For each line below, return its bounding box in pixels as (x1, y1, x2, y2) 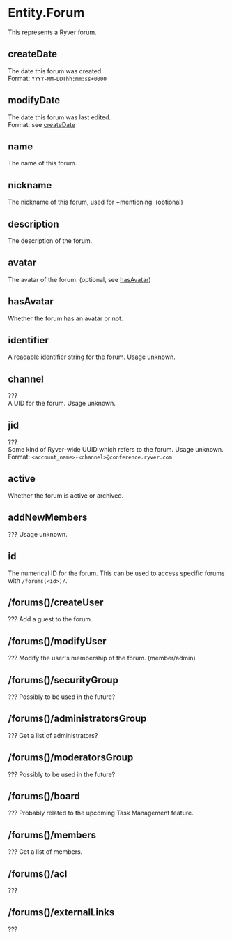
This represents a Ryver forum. (8, 28, 97, 36)
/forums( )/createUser (8, 596, 104, 608)
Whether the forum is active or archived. (8, 491, 124, 500)
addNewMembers (8, 512, 88, 524)
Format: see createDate (8, 120, 76, 128)
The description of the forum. (8, 237, 93, 245)
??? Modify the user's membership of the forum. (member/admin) (8, 654, 196, 663)
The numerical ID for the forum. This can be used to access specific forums (8, 569, 225, 577)
